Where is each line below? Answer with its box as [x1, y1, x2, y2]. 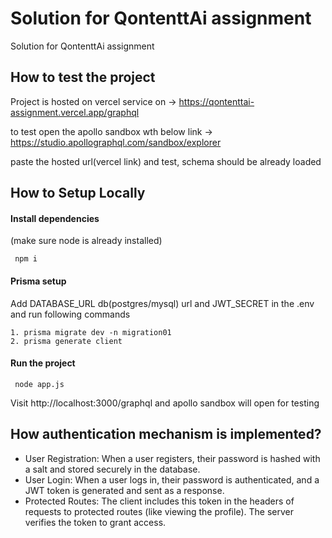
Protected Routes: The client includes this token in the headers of [24, 495, 295, 507]
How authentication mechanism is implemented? [10, 426, 322, 443]
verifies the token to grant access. [24, 516, 167, 528]
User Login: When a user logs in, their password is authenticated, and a [24, 473, 320, 486]
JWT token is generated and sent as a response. [24, 484, 225, 496]
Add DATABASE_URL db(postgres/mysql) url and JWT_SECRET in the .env [10, 297, 315, 309]
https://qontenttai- [178, 95, 255, 107]
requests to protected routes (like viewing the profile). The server [24, 505, 294, 517]
